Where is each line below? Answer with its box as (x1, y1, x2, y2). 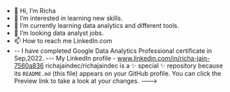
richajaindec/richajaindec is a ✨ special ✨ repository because (45, 61, 224, 70)
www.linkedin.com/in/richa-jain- (117, 54, 210, 62)
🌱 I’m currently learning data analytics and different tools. (13, 22, 180, 29)
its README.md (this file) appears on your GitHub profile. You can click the (13, 70, 222, 77)
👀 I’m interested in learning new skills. (13, 14, 123, 22)
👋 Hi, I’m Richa (13, 7, 56, 15)
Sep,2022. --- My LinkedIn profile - (13, 54, 116, 62)
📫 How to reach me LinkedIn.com (13, 37, 113, 45)
